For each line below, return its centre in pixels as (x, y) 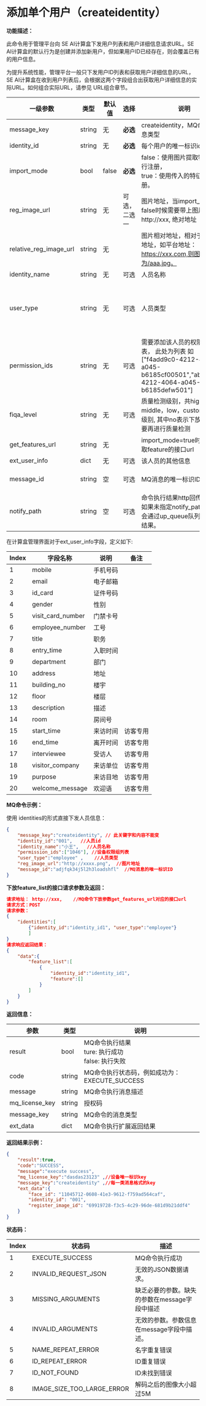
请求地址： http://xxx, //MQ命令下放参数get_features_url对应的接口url (97, 899)
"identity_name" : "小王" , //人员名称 (64, 847)
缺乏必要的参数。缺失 (166, 1290)
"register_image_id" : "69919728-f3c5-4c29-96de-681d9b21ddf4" (109, 1205)
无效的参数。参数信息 (166, 1320)
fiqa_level (23, 415)
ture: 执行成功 (104, 1052)
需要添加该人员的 (166, 342)
